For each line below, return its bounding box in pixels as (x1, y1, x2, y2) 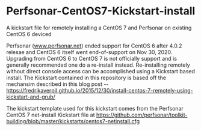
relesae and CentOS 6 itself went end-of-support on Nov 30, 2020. (6, 48, 173, 55)
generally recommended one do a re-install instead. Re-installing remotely (6, 61, 191, 69)
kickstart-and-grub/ (6, 93, 55, 100)
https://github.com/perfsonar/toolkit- (96, 111, 188, 118)
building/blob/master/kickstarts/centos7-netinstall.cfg (6, 117, 140, 124)
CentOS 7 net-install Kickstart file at (6, 111, 95, 118)
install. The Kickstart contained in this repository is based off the (6, 74, 167, 81)
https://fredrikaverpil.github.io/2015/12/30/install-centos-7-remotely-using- (6, 87, 193, 94)
